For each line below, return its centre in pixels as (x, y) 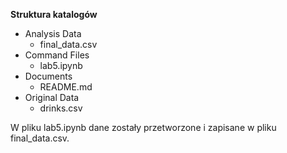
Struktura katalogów (54, 14)
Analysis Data (53, 33)
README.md (66, 87)
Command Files (57, 55)
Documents (48, 76)
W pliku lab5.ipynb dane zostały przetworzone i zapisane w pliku (143, 127)
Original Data (52, 97)
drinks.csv (61, 108)
